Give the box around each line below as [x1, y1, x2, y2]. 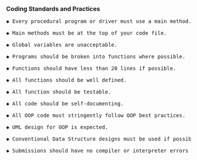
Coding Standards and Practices [6, 5, 101, 13]
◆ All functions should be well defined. [6, 77, 127, 84]
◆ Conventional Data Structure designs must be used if [6, 136, 170, 142]
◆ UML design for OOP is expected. [6, 124, 108, 131]
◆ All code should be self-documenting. [6, 101, 124, 107]
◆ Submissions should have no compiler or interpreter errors [6, 148, 189, 154]
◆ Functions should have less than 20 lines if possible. [6, 65, 176, 72]
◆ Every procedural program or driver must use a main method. [6, 18, 192, 25]
